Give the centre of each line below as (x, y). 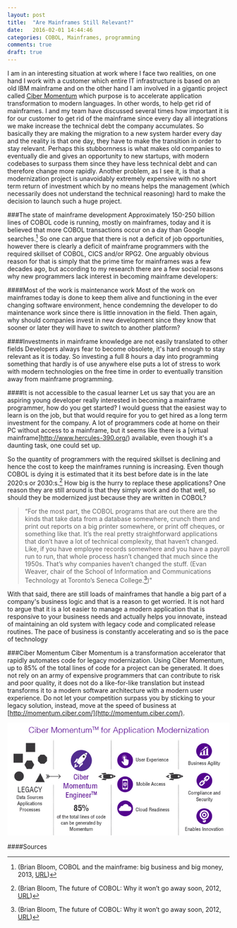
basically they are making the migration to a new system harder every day (115, 133)
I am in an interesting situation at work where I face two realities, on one (112, 73)
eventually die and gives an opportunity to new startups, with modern (108, 156)
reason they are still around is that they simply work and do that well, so (111, 490)
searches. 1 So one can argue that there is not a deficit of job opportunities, (116, 238)
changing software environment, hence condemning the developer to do (113, 305)
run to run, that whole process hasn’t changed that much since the (121, 556)
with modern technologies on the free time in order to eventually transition (115, 371)
